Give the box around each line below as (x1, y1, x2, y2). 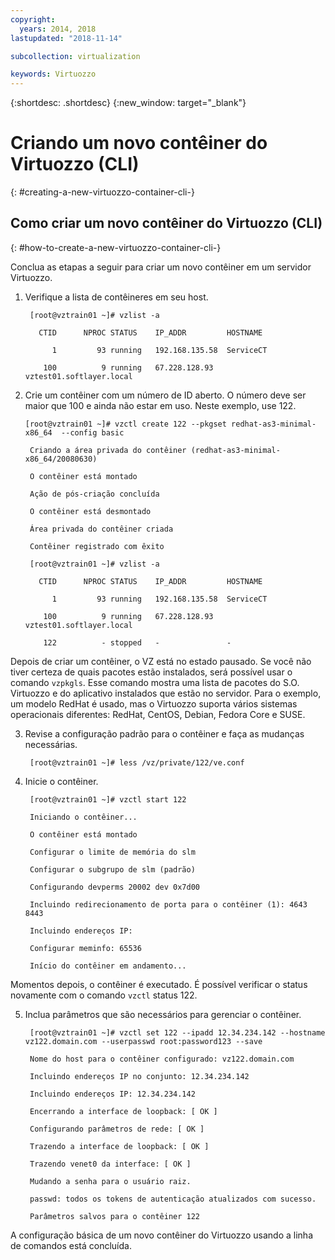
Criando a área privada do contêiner (29, 445, 187, 455)
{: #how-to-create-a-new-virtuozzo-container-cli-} (10, 241, 222, 253)
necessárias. (24, 738, 78, 750)
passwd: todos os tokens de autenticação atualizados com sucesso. (29, 1194, 317, 1204)
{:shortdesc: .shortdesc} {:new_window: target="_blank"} (10, 97, 247, 109)
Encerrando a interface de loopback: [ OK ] (29, 1106, 218, 1116)
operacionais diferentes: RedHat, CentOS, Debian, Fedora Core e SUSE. (10, 708, 306, 720)
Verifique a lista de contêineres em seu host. (24, 291, 209, 303)
